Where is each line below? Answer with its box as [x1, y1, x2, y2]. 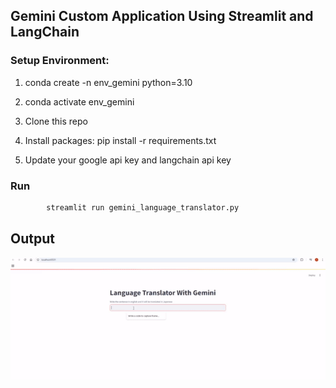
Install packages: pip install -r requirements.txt [24, 134, 217, 146]
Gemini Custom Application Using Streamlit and [10, 8, 314, 25]
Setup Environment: [10, 54, 110, 68]
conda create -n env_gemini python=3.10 [24, 76, 193, 88]
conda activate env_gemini [24, 95, 135, 108]
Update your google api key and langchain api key [24, 154, 232, 166]
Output [10, 230, 55, 248]
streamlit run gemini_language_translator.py [46, 202, 240, 213]
